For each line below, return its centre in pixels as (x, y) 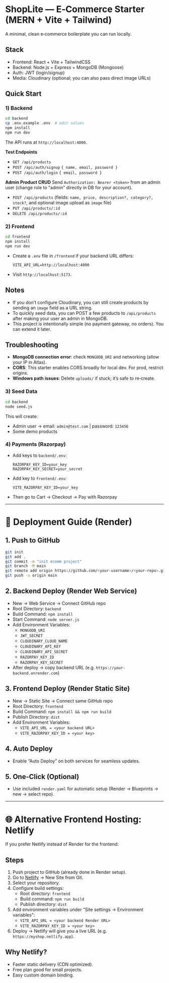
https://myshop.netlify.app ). (43, 936)
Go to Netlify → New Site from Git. (48, 878)
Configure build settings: (38, 888)
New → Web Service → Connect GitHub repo (59, 603)
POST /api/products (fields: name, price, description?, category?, (83, 197)
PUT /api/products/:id (36, 208)
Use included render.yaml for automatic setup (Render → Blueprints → (85, 789)
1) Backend (19, 108)
